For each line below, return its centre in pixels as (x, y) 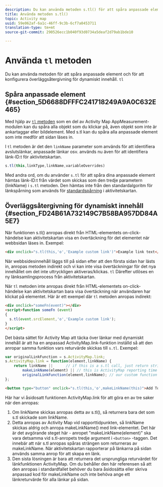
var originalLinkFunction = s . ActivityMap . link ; (55, 357)
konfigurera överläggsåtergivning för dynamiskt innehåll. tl (64, 79)
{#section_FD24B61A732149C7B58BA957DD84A (81, 214)
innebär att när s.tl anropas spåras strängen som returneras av (74, 443)
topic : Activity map (26, 19)
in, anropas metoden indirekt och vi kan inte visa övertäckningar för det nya (81, 266)
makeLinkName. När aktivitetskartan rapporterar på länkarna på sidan (82, 448)
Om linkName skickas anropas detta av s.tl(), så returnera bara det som (83, 412)
